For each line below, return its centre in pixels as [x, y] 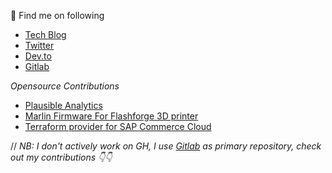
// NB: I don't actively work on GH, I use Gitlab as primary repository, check [166, 146]
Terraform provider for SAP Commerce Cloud [118, 126]
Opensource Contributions [65, 86]
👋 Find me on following [57, 15]
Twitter [39, 45]
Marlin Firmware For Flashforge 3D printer [111, 116]
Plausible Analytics [63, 105]
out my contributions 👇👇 [61, 157]
